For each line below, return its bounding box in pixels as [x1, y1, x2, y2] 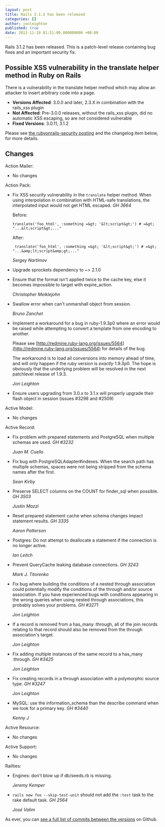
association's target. [12, 632, 55, 637]
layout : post [5, 7, 32, 12]
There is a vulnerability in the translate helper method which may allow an [5, 84, 156, 90]
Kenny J [12, 715, 29, 721]
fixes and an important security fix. [5, 49, 77, 55]
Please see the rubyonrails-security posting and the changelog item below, [5, 130, 158, 136]
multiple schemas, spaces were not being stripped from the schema [12, 463, 152, 469]
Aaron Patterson [12, 527, 46, 533]
